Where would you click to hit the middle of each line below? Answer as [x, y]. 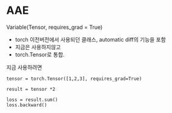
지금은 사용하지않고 [38, 47]
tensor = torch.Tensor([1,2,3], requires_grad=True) [74, 79]
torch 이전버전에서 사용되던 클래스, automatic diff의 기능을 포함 [91, 39]
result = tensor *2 [31, 89]
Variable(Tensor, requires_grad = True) [55, 27]
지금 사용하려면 [24, 67]
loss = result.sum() [32, 100]
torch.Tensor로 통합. [40, 54]
